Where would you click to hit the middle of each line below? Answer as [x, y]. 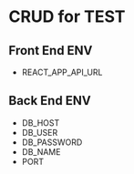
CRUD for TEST [67, 17]
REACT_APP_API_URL [62, 72]
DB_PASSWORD [52, 142]
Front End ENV [51, 51]
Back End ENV [50, 101]
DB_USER [40, 132]
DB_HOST [41, 123]
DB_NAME [41, 151]
